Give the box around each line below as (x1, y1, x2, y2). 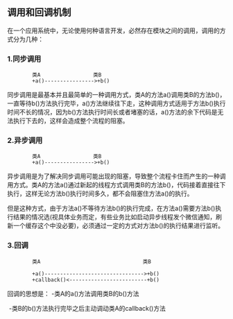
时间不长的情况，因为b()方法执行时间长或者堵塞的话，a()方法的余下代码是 (7, 108, 218, 117)
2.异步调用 (7, 136, 43, 146)
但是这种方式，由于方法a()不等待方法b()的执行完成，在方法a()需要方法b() (7, 204, 216, 213)
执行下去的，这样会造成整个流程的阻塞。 (12, 117, 129, 125)
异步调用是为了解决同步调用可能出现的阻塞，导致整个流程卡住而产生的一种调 (7, 172, 226, 180)
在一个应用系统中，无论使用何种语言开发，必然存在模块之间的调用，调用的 (7, 26, 220, 35)
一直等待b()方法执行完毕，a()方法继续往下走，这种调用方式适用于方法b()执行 (7, 99, 226, 107)
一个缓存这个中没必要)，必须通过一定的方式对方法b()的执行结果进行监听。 (12, 221, 224, 230)
